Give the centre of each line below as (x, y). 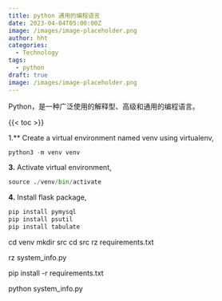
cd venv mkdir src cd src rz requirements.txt (81, 242)
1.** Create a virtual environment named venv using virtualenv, (111, 137)
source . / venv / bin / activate (55, 182)
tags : (17, 61)
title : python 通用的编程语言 (54, 16)
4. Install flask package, (48, 197)
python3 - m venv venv (44, 152)
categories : (28, 46)
